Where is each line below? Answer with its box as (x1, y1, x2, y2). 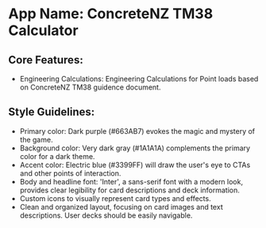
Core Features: (8, 53, 83, 66)
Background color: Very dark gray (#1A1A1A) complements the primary (19, 143, 251, 153)
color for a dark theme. (19, 151, 95, 161)
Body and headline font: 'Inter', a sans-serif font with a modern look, (19, 177, 244, 186)
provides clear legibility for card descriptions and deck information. (19, 185, 241, 195)
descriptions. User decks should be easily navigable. (19, 211, 193, 220)
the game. (19, 135, 53, 144)
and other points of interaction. (19, 168, 121, 178)
